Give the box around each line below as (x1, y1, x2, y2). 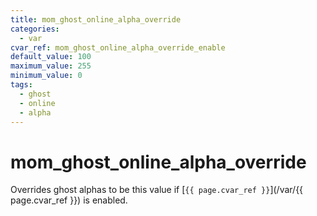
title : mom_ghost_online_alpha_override (10, 14, 182, 25)
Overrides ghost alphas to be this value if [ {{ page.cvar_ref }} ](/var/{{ (10, 184, 304, 196)
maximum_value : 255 (10, 61, 92, 71)
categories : (10, 24, 60, 34)
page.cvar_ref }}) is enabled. (10, 194, 128, 206)
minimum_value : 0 (10, 71, 83, 81)
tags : (10, 80, 33, 90)
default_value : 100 (10, 52, 92, 62)
